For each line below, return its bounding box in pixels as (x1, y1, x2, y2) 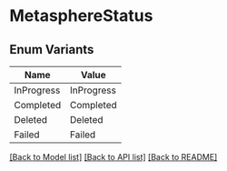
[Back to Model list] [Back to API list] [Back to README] (9, 152, 218, 162)
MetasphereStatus (9, 5, 153, 26)
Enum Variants (9, 42, 94, 57)
